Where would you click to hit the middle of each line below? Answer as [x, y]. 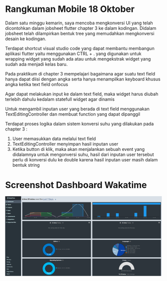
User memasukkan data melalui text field [54, 139]
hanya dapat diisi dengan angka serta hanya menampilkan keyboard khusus [83, 79]
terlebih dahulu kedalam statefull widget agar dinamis [60, 99]
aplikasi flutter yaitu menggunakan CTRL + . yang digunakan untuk [73, 54]
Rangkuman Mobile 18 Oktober [70, 9]
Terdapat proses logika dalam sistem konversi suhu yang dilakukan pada [80, 124]
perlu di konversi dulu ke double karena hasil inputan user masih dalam [85, 159]
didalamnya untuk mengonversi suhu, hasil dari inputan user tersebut [83, 154]
